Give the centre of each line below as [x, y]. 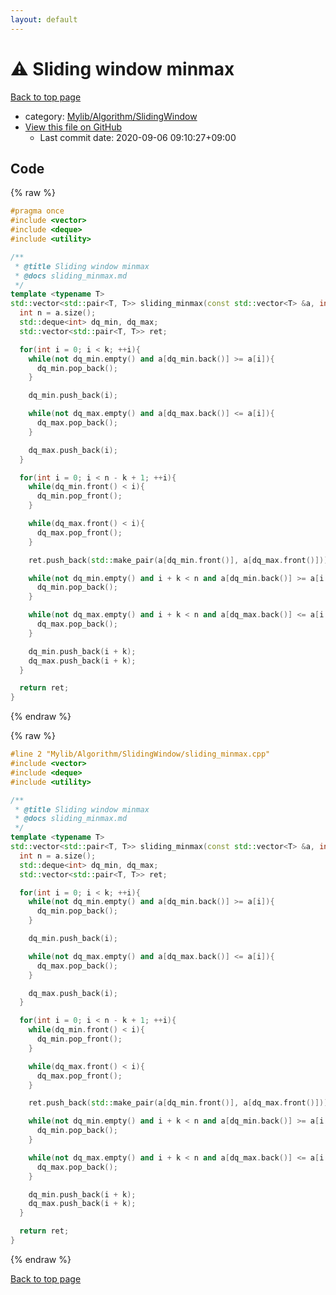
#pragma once [37, 211]
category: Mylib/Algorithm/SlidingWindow [111, 116]
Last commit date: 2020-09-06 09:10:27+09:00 [138, 137]
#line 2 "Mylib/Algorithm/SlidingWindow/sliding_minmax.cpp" [140, 754]
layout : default [44, 19]
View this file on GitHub [73, 127]
